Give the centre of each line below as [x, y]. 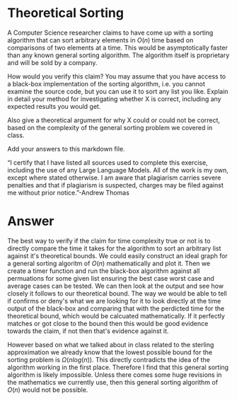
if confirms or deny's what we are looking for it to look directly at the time [114, 301]
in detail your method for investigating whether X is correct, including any [114, 99]
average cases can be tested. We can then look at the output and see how [116, 286]
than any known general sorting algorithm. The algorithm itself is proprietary [118, 55]
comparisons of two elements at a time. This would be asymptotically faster [117, 47]
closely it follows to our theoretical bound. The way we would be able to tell [117, 293]
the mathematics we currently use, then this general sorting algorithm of [112, 382]
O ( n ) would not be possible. [48, 390]
